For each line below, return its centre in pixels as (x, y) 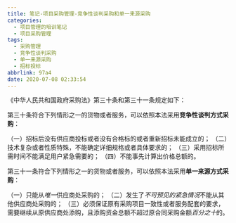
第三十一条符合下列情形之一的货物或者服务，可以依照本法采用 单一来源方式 (115, 171)
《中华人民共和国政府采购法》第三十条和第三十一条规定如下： (97, 100)
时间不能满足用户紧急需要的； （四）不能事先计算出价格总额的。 (106, 156)
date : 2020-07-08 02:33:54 (47, 79)
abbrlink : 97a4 (29, 72)
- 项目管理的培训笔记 (40, 27)
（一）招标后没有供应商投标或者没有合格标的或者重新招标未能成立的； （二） (117, 139)
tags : (15, 40)
